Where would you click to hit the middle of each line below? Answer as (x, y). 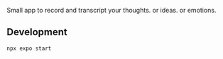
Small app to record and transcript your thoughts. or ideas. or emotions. (111, 10)
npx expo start (29, 48)
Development (37, 32)
